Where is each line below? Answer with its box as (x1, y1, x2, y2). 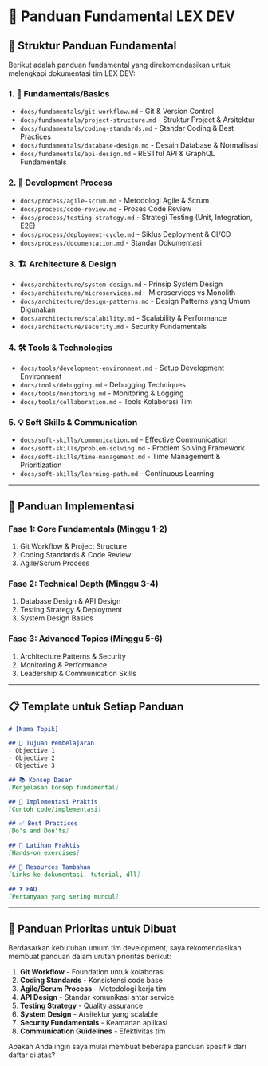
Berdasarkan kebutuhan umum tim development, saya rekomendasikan (8, 943, 242, 953)
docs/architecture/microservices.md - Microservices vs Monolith (19, 287, 236, 297)
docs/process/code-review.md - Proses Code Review (19, 203, 192, 214)
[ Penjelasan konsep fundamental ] (8, 783, 120, 792)
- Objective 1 (8, 747, 56, 755)
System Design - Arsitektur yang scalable (19, 1009, 158, 1019)
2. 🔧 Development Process (8, 177, 113, 188)
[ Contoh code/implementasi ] (8, 805, 102, 813)
